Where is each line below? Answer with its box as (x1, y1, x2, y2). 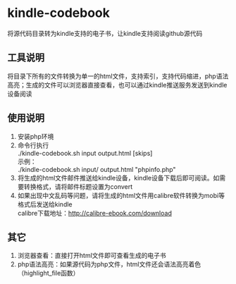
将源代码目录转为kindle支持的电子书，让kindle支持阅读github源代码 (7, 29, 203, 37)
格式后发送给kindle (17, 199, 73, 209)
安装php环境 (17, 132, 54, 140)
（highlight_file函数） (17, 269, 80, 278)
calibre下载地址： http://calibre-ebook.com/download (17, 209, 173, 217)
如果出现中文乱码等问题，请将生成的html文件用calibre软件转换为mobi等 (17, 191, 225, 199)
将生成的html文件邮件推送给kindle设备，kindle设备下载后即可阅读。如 (17, 173, 220, 182)
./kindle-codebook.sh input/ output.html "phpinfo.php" (17, 165, 176, 173)
